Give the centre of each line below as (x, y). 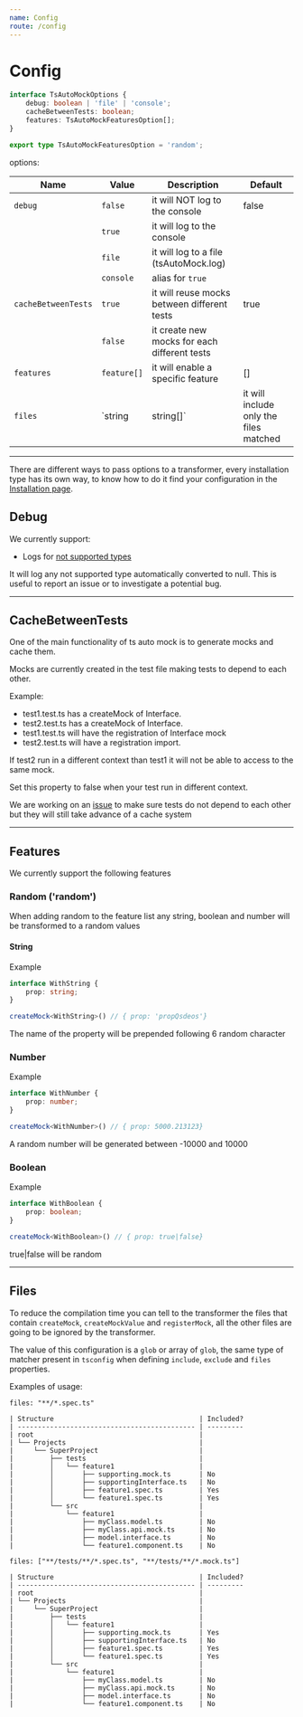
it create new (179, 329)
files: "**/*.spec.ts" (52, 1403)
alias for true (179, 278)
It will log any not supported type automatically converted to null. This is (143, 574)
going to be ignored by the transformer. (83, 1332)
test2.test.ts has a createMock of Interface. (102, 724)
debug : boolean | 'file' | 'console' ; (98, 104)
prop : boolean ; (54, 1212)
